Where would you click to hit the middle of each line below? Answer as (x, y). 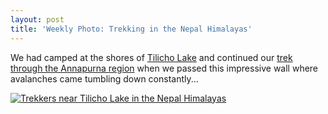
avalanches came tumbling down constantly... (104, 78)
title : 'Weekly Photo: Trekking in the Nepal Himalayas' (131, 29)
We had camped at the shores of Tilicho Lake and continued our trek (151, 57)
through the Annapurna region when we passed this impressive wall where (164, 68)
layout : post (37, 19)
